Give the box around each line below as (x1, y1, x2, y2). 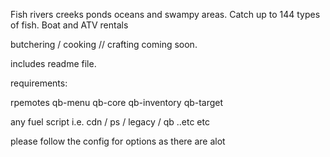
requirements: (10, 77, 68, 89)
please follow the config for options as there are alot (10, 135, 226, 147)
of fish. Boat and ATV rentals (10, 19, 129, 31)
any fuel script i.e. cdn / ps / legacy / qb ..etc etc (10, 116, 210, 128)
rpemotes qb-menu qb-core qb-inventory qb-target (10, 97, 224, 108)
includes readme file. (10, 58, 97, 69)
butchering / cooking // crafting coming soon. (10, 39, 198, 50)
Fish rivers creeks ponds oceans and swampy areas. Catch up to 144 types (10, 9, 321, 20)
